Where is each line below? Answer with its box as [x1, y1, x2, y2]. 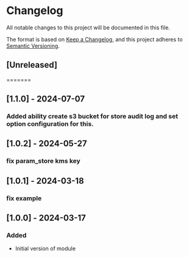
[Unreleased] [6, 60, 58, 70]
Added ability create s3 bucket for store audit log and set [6, 112, 179, 121]
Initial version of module [15, 245, 76, 252]
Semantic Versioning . [6, 42, 60, 49]
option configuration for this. [6, 120, 94, 128]
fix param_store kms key [6, 157, 80, 165]
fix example [6, 194, 42, 202]
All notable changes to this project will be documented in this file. [6, 24, 171, 31]
